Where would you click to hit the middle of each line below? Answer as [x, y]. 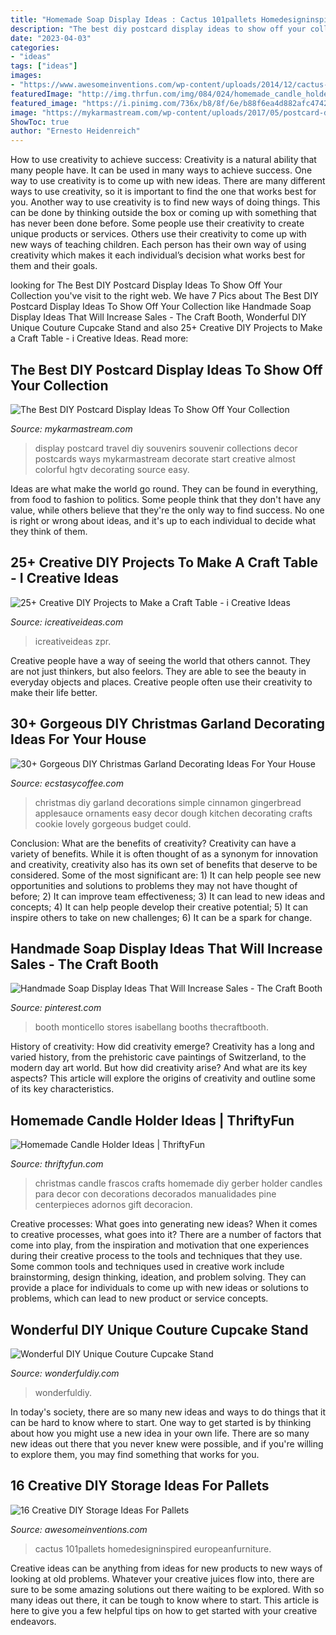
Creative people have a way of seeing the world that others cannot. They [160, 660]
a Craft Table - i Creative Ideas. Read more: [99, 338]
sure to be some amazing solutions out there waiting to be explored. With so [167, 1589]
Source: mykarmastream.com [71, 428]
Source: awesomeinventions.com [79, 1529]
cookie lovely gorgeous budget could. [113, 823]
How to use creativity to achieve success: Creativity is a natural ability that [163, 160]
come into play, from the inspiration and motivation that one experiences [160, 1245]
